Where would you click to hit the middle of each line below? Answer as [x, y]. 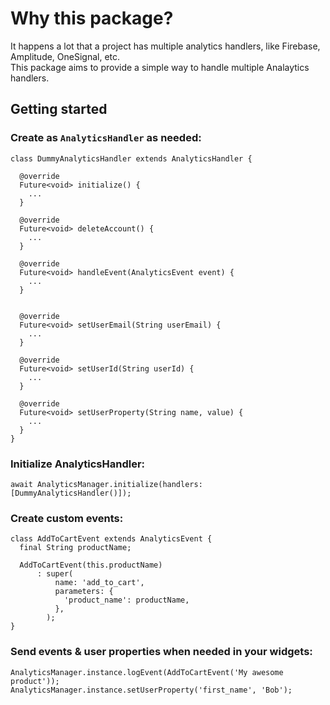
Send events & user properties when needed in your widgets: [161, 652]
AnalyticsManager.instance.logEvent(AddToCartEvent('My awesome [147, 672]
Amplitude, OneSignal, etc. [65, 56]
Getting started [59, 109]
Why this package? [92, 18]
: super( [55, 574]
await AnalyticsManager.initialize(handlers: [106, 484]
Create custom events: [67, 518]
